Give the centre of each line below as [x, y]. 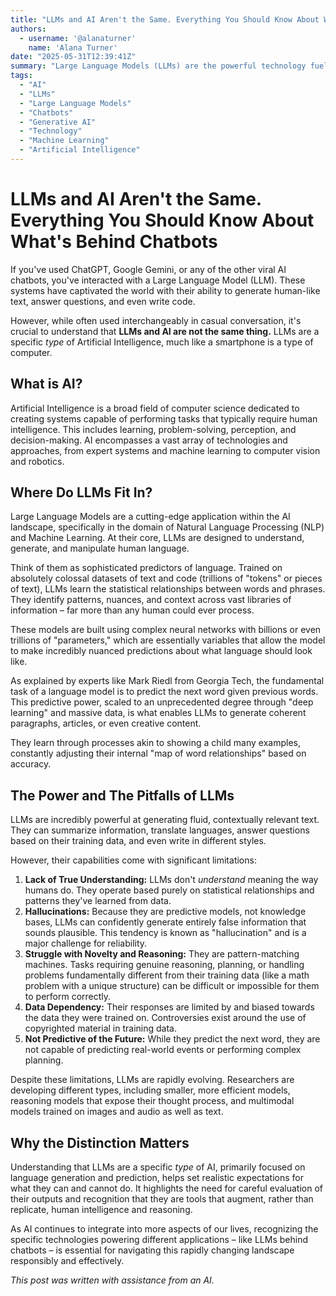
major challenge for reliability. [86, 943]
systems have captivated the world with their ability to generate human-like [165, 290]
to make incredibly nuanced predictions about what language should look [161, 651]
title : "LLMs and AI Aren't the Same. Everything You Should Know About [165, 19]
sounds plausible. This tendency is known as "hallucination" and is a [165, 933]
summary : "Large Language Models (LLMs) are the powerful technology [158, 66]
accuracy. [31, 764]
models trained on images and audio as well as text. [117, 1112]
